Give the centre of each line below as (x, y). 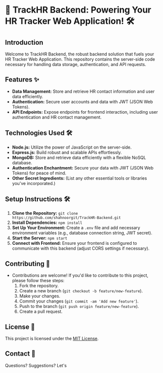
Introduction (24, 42)
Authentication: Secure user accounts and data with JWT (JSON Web (82, 102)
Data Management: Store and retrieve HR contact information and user (83, 91)
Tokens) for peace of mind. (39, 173)
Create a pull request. (41, 312)
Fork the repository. (39, 286)
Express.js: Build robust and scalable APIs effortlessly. (67, 152)
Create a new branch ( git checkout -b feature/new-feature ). (81, 291)
